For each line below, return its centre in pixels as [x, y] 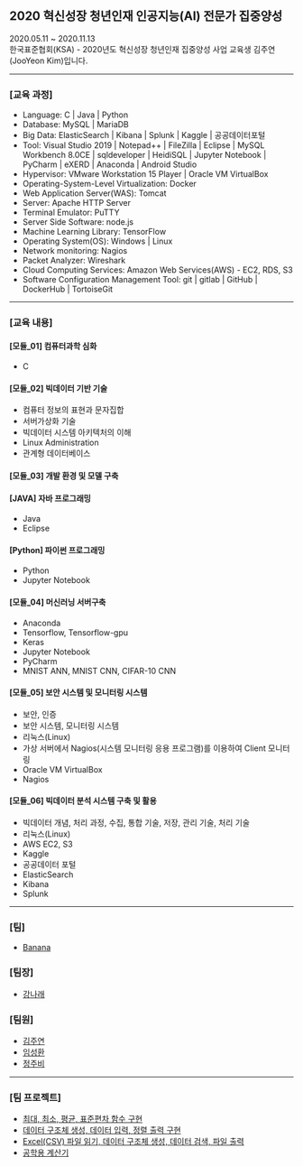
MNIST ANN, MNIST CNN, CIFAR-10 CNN [99, 671]
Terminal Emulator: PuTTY [71, 213]
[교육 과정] [31, 95]
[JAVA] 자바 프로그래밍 [50, 498]
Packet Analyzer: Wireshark [74, 261]
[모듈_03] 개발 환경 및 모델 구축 [64, 476]
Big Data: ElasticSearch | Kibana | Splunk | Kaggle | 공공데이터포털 [144, 135]
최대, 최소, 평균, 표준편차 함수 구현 [82, 1119]
